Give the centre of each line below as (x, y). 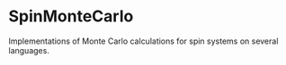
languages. (29, 50)
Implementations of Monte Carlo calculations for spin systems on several (143, 41)
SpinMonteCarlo (71, 16)
